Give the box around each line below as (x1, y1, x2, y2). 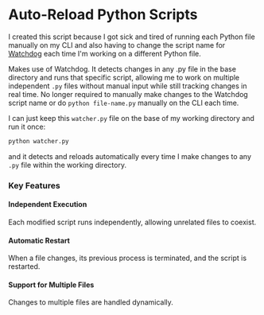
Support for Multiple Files (8, 280, 95, 290)
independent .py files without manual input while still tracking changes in (8, 81, 248, 91)
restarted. (8, 262, 41, 271)
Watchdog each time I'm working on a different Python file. (8, 49, 201, 58)
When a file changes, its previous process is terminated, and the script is (8, 253, 247, 263)
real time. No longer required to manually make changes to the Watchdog (8, 89, 248, 99)
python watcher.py (8, 137, 69, 145)
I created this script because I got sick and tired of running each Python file (8, 32, 256, 41)
